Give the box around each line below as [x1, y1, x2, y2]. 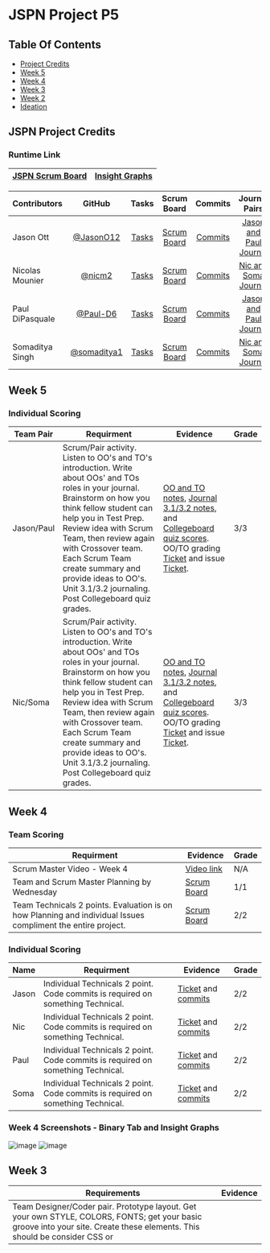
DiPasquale [12, 312, 55, 324]
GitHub [83, 197, 111, 209]
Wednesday [12, 887, 58, 898]
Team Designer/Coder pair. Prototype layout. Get [12, 1201, 197, 1213]
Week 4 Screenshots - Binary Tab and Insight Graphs [8, 1122, 219, 1133]
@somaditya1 [70, 346, 123, 358]
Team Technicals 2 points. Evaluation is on [12, 899, 173, 911]
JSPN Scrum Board [12, 170, 88, 181]
